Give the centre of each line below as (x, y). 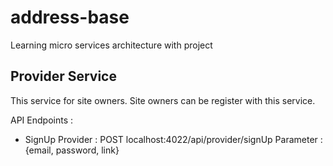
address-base (70, 17)
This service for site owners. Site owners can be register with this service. (163, 100)
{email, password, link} (72, 150)
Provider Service (63, 76)
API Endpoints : (41, 120)
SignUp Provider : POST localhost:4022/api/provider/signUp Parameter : (173, 139)
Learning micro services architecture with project (111, 45)
